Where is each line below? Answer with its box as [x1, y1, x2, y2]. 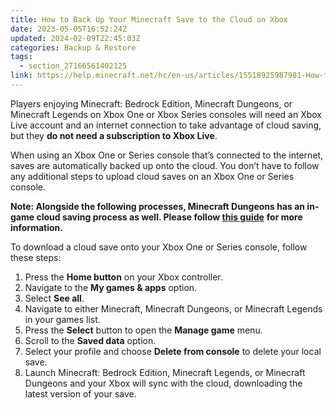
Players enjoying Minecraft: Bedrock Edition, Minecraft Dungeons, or [10, 97, 293, 110]
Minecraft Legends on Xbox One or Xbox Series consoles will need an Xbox [10, 108, 323, 120]
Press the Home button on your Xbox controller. [24, 271, 223, 283]
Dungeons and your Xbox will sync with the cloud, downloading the [24, 377, 303, 389]
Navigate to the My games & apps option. [24, 281, 198, 293]
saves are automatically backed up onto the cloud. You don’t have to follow [10, 159, 320, 171]
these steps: [10, 251, 62, 263]
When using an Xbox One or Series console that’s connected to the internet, [10, 149, 324, 161]
